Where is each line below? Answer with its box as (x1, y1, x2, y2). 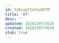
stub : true (5, 30, 28, 35)
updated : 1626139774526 (5, 21, 55, 26)
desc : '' (5, 16, 23, 21)
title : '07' (5, 12, 30, 17)
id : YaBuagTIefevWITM (5, 7, 50, 12)
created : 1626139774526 (5, 26, 55, 31)
